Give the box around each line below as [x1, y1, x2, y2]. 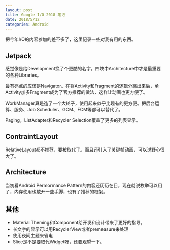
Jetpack [5, 52, 32, 60]
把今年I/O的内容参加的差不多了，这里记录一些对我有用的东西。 [5, 36, 136, 42]
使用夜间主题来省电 [12, 232, 53, 238]
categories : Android [5, 21, 49, 27]
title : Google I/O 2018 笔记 [5, 12, 65, 17]
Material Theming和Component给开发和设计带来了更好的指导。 [12, 219, 146, 226]
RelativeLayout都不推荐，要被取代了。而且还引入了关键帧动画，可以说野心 [5, 146, 161, 153]
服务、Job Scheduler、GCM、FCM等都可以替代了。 [14, 107, 123, 113]
